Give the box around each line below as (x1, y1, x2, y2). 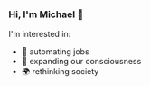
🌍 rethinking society (21, 66, 99, 77)
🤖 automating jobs (21, 46, 89, 57)
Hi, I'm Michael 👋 (8, 8, 84, 21)
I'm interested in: (8, 29, 71, 40)
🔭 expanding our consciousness (21, 56, 142, 67)
